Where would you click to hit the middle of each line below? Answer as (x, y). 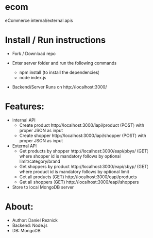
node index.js (33, 77)
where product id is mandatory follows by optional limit (74, 171)
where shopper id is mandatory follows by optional (70, 156)
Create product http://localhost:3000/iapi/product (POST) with (82, 125)
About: (19, 207)
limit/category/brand (40, 161)
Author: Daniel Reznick (35, 220)
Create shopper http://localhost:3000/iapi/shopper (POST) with (83, 136)
